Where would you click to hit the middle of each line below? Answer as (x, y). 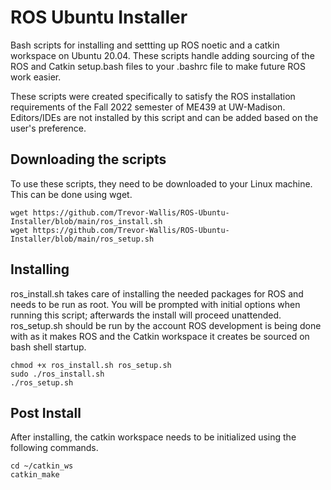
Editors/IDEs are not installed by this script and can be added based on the (164, 117)
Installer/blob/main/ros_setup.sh (82, 239)
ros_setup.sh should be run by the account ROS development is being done (166, 325)
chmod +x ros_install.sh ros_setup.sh (91, 365)
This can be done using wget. (71, 194)
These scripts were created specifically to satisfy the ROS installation (153, 96)
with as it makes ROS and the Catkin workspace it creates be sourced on (160, 336)
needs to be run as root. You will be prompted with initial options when (155, 304)
